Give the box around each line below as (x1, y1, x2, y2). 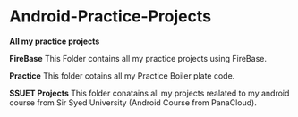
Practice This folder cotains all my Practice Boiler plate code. (9, 70, 235, 81)
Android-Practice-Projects (9, 6, 212, 27)
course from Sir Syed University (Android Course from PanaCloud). (9, 96, 257, 108)
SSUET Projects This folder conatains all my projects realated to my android (9, 88, 290, 98)
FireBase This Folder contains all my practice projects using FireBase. (9, 53, 267, 63)
